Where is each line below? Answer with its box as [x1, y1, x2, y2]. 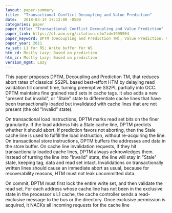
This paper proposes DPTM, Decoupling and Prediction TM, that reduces [5, 74, 159, 80]
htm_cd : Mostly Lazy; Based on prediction [5, 50, 97, 55]
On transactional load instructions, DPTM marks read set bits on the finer [5, 116, 160, 123]
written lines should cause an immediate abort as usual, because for [5, 165, 149, 171]
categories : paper [5, 21, 45, 27]
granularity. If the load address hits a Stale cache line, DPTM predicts [5, 122, 152, 128]
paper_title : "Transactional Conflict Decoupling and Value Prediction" [5, 27, 164, 32]
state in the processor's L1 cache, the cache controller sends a [5, 191, 138, 197]
